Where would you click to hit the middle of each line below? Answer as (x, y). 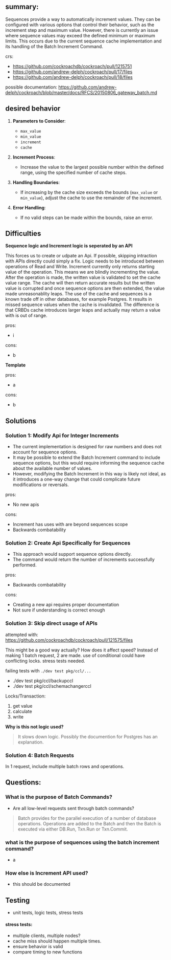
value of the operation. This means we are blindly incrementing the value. (82, 272)
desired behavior (33, 109)
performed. (25, 565)
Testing (18, 900)
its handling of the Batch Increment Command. (54, 46)
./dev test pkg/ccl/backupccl (43, 681)
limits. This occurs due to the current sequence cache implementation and (83, 41)
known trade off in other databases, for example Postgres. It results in (79, 299)
